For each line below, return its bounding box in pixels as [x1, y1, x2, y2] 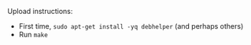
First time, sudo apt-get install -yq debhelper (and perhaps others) [18, 22, 244, 30]
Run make [18, 30, 48, 39]
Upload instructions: [7, 7, 73, 16]
